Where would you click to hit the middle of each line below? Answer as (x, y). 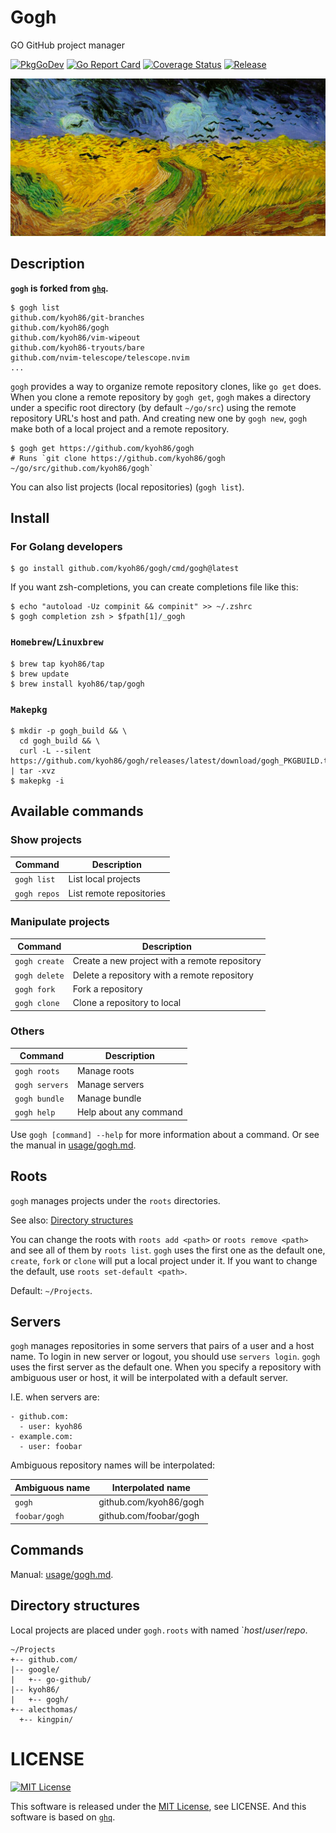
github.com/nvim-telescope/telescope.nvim (100, 357)
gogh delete (39, 976)
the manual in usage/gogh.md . (73, 1145)
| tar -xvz (33, 771)
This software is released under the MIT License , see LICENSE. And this (158, 1806)
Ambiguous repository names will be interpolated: (113, 1465)
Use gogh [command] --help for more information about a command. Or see (165, 1134)
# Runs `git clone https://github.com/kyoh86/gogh (118, 458)
